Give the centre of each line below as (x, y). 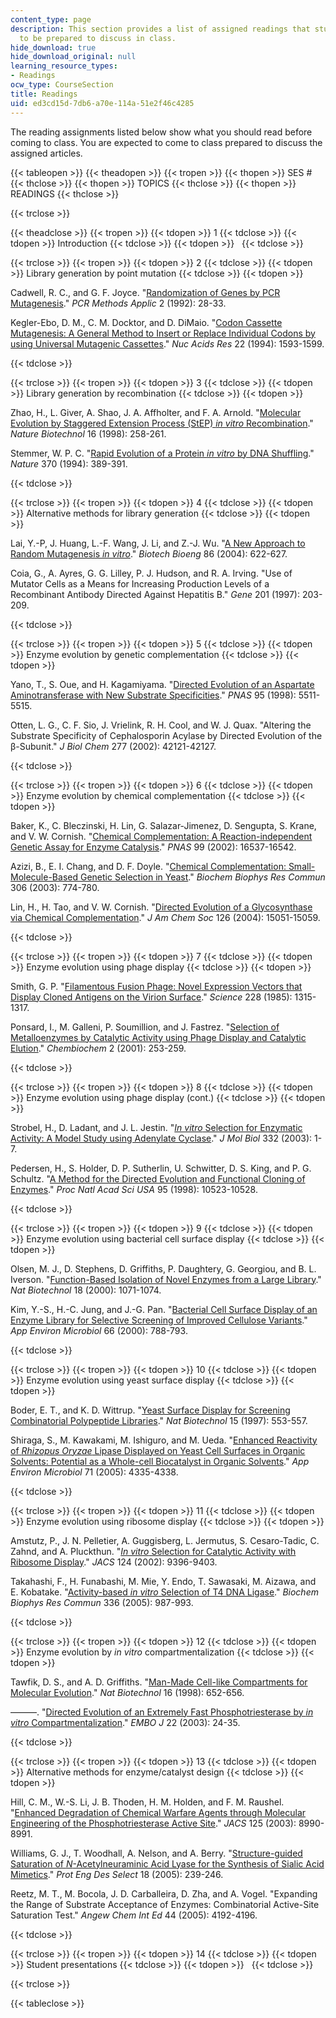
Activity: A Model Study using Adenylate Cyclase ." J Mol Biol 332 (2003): (161, 1138)
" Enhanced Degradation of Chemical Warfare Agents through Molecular (158, 1812)
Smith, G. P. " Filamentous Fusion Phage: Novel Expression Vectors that (156, 986)
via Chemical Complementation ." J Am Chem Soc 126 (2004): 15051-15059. (165, 917)
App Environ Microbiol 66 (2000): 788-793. (99, 1330)
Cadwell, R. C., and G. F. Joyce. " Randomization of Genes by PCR (145, 292)
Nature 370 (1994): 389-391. (69, 463)
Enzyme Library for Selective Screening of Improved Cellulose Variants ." (159, 1320)
